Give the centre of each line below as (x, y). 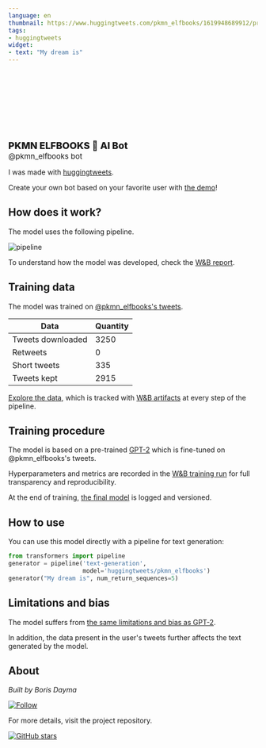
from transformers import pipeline (67, 556)
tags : (17, 30)
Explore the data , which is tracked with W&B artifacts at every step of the (127, 397)
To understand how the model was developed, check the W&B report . (122, 262)
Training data (42, 288)
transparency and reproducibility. (62, 482)
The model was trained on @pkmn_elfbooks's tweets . (96, 306)
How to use (36, 522)
